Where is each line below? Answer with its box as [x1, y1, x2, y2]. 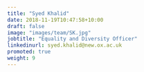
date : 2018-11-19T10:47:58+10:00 [7, 16, 104, 23]
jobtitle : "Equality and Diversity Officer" [7, 36, 138, 43]
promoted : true [7, 49, 51, 56]
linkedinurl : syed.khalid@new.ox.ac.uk [7, 42, 123, 49]
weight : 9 [7, 55, 36, 62]
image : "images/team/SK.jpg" [7, 29, 91, 36]
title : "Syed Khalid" [7, 10, 70, 17]
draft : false [7, 23, 45, 29]
